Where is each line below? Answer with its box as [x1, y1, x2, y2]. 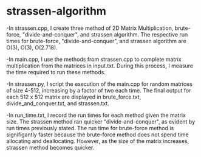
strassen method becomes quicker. [6, 144, 95, 151]
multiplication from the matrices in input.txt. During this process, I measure [6, 62, 194, 69]
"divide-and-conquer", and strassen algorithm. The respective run [22, 30, 188, 38]
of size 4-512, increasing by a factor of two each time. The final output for [6, 86, 191, 94]
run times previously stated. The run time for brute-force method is [6, 124, 174, 131]
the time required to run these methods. [6, 68, 106, 75]
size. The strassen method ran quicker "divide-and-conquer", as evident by [6, 117, 196, 125]
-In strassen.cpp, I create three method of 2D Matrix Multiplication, [6, 24, 174, 32]
